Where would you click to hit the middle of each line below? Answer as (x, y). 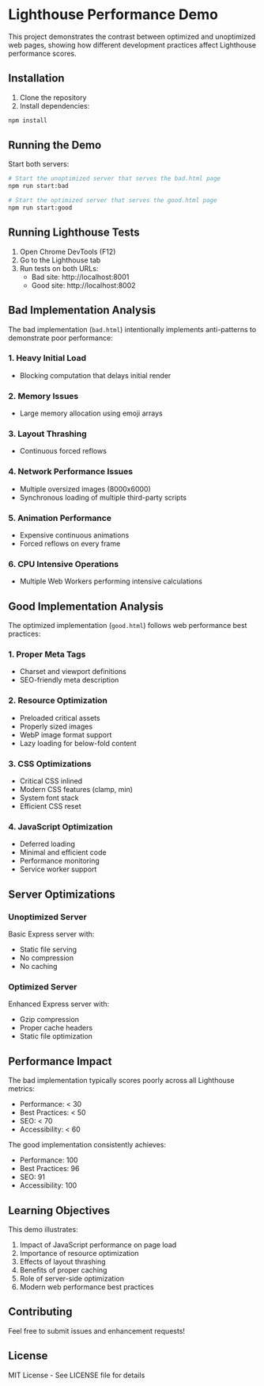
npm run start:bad (38, 186)
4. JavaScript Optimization (60, 826)
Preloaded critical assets (60, 718)
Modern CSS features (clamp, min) (76, 790)
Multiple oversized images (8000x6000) (85, 488)
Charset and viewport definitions (73, 672)
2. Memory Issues (43, 396)
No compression (46, 958)
